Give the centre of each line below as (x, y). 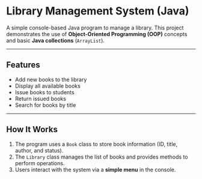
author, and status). (39, 150)
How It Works (32, 129)
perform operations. (40, 163)
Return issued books (40, 99)
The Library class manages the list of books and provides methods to (101, 157)
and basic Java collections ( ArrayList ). (56, 40)
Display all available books (48, 86)
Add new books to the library (51, 79)
